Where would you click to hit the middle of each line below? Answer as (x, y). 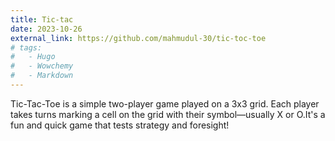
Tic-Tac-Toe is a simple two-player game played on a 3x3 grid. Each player (165, 103)
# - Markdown (42, 76)
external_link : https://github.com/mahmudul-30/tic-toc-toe (138, 38)
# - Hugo (33, 57)
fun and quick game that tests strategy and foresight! (120, 125)
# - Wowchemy (42, 66)
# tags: (26, 47)
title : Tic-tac (42, 19)
